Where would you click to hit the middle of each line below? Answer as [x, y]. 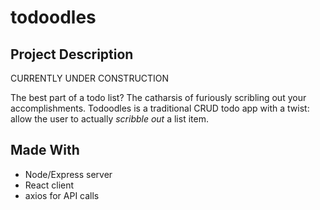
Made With [45, 150]
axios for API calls [62, 195]
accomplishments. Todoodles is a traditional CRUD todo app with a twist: [160, 108]
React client [49, 185]
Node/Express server [68, 174]
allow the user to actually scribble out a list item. [109, 119]
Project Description [72, 54]
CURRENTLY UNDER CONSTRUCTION [90, 78]
